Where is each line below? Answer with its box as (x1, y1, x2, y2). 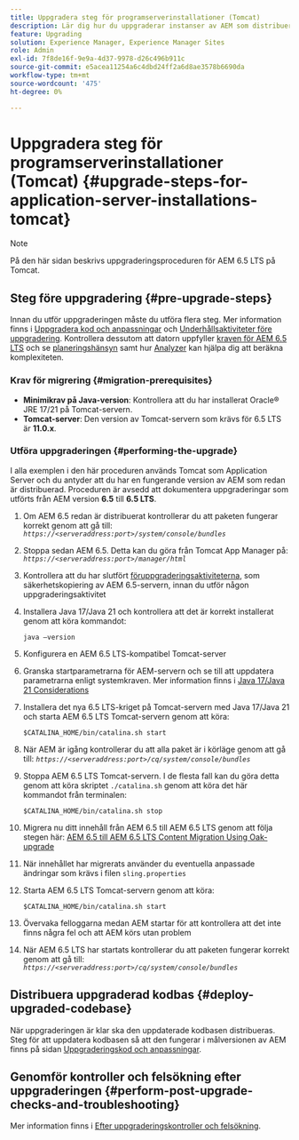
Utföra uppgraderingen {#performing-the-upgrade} (10, 445, 238, 458)
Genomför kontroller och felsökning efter (10, 1070, 242, 1085)
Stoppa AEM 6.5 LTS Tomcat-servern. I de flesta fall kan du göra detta (22, 770, 279, 781)
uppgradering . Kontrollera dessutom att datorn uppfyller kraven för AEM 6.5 (10, 333, 287, 344)
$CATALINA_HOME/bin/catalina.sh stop (22, 806, 163, 816)
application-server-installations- (10, 190, 258, 210)
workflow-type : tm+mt (10, 71, 90, 80)
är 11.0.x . (22, 423, 57, 434)
